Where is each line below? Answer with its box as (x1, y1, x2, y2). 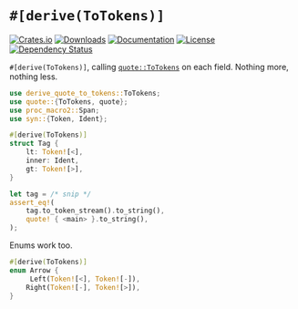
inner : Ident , (26, 156, 79, 166)
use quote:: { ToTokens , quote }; (9, 97, 128, 107)
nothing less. (9, 71, 58, 82)
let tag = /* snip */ (9, 190, 92, 199)
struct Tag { (9, 139, 59, 149)
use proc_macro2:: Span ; (9, 106, 100, 115)
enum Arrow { (9, 265, 59, 275)
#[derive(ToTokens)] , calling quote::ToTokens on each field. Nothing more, (9, 61, 289, 72)
